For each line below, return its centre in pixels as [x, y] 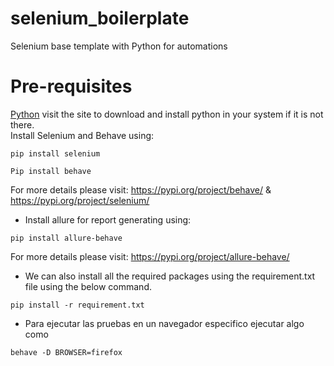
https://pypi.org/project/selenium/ [80, 200]
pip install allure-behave [66, 238]
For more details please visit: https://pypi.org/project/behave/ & [141, 189]
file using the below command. [88, 286]
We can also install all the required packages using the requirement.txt [170, 276]
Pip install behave [51, 171]
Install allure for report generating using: [108, 219]
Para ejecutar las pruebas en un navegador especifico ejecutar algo [164, 323]
